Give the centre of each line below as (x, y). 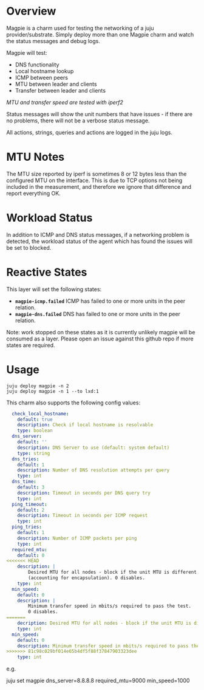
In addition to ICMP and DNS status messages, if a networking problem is (98, 234)
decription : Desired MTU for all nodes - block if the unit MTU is (104, 623)
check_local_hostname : (40, 414)
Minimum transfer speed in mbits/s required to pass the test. (110, 606)
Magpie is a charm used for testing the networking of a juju (80, 28)
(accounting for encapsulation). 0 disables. (87, 578)
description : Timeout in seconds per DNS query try (84, 493)
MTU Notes (36, 157)
